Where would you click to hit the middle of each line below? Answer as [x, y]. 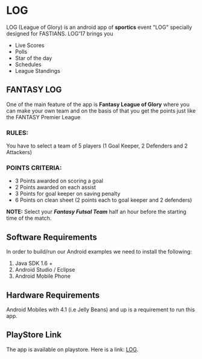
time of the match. [29, 218]
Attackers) [19, 152]
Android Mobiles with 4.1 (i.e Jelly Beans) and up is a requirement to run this [100, 309]
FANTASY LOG [34, 90]
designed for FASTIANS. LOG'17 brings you [60, 33]
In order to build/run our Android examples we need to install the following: [99, 252]
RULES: [17, 133]
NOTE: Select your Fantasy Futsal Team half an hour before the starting [96, 212]
